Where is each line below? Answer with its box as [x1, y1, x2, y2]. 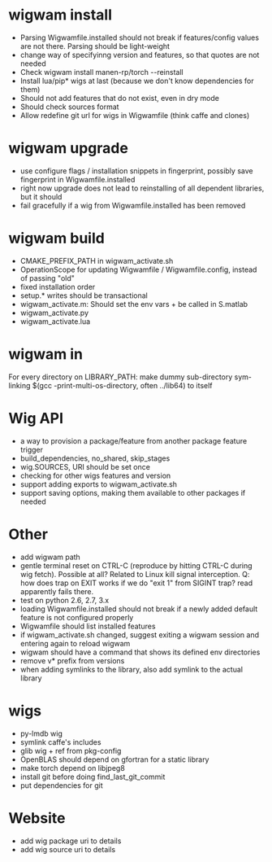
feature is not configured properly [19, 612, 134, 622]
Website [8, 808, 66, 827]
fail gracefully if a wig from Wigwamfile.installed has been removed [19, 200, 246, 210]
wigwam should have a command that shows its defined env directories [19, 647, 261, 657]
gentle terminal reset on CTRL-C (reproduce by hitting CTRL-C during [19, 560, 253, 571]
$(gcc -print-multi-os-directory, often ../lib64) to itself [32, 380, 213, 390]
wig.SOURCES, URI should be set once [19, 462, 150, 471]
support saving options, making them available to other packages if [19, 488, 246, 497]
